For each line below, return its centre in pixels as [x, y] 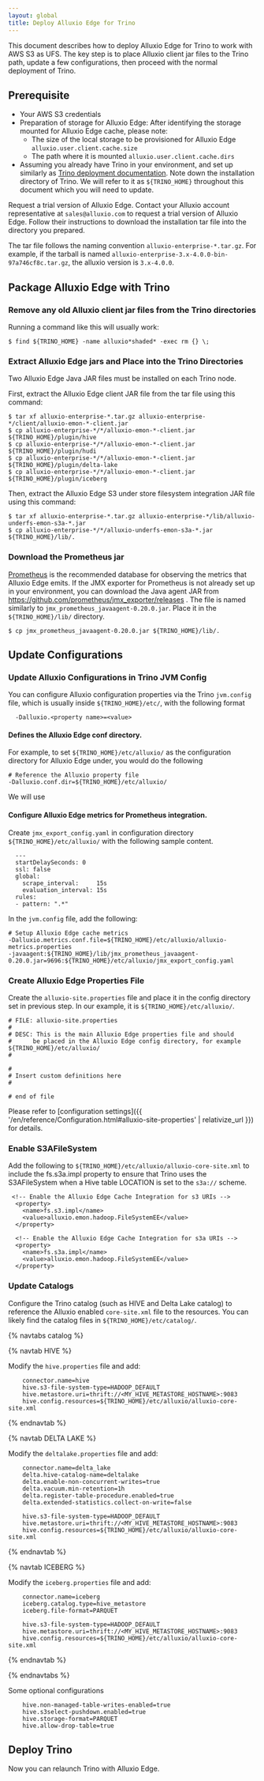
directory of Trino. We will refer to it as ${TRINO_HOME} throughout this [132, 182]
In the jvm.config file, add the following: [73, 918]
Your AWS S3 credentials [60, 115]
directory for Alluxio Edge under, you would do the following [106, 761]
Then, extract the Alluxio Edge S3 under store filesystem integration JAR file [132, 494]
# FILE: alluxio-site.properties [63, 1020]
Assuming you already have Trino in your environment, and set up [126, 165]
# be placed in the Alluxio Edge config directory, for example [125, 1041]
